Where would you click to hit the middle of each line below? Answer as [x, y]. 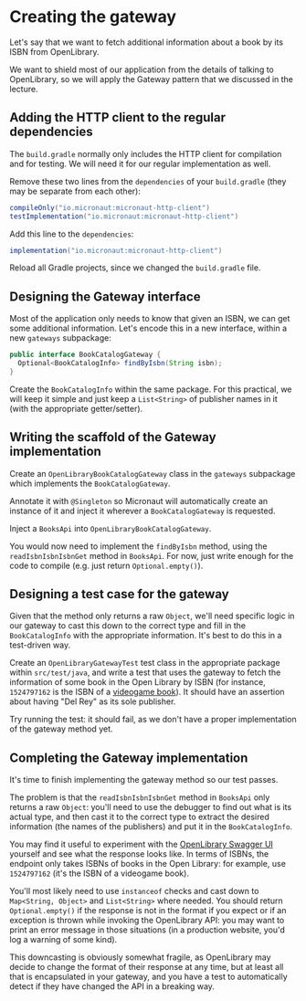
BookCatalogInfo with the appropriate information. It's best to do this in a [146, 636]
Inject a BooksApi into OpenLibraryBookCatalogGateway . [111, 528]
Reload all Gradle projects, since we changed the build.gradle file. [135, 268]
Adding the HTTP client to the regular [118, 117]
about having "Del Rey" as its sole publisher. [93, 701]
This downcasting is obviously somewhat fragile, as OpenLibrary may [140, 957]
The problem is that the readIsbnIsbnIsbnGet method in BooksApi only [140, 797]
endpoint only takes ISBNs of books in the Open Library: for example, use [148, 864]
